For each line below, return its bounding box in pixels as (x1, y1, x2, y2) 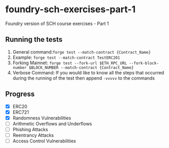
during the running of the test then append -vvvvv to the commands (12, 75, 155, 81)
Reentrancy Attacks (12, 132, 54, 138)
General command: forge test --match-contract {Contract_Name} (12, 48, 151, 55)
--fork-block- (129, 60, 159, 66)
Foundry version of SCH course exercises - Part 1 (5, 20, 109, 27)
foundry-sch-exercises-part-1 (5, 4, 136, 15)
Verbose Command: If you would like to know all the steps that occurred (12, 69, 164, 76)
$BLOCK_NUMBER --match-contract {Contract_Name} (29, 65, 134, 70)
